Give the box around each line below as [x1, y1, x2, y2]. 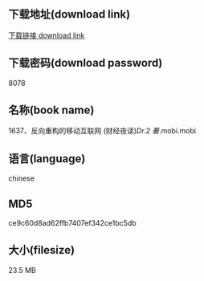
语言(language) [8, 152, 86, 165]
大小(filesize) [8, 243, 75, 257]
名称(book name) [8, 104, 95, 117]
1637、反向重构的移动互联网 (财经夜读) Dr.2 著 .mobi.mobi [8, 126, 197, 136]
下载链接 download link [8, 31, 85, 40]
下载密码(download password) [8, 56, 163, 70]
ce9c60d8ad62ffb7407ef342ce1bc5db [8, 218, 137, 228]
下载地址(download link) [8, 7, 131, 22]
